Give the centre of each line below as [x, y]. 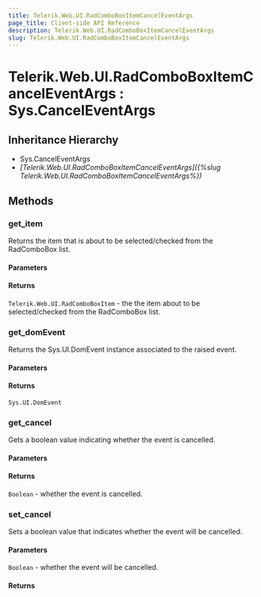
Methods [31, 200]
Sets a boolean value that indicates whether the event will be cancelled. [125, 532]
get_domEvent [37, 332]
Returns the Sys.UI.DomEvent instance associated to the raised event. [123, 349]
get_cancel [30, 422]
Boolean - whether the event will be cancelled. [83, 568]
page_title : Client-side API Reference [74, 23]
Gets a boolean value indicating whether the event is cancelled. [112, 440]
